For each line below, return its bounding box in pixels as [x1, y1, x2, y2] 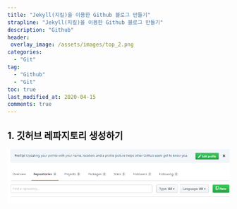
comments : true [7, 101, 52, 108]
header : [7, 34, 30, 41]
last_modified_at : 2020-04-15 [7, 93, 97, 100]
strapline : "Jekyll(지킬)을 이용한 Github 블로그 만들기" [7, 18, 164, 26]
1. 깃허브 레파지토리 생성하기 [7, 129, 123, 141]
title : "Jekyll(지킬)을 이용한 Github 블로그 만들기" [7, 11, 151, 18]
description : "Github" [7, 26, 74, 33]
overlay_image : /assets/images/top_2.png [10, 41, 134, 49]
